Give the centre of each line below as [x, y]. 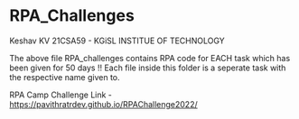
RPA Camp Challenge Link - [61, 95]
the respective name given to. [65, 77]
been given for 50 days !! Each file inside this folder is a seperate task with [148, 68]
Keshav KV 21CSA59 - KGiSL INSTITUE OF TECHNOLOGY [117, 41]
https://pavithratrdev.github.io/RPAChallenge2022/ [103, 104]
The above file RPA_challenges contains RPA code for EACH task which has [150, 58]
